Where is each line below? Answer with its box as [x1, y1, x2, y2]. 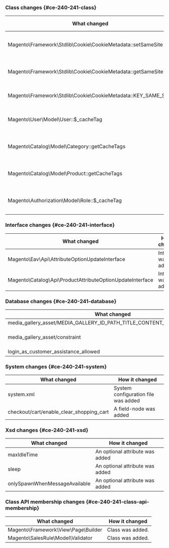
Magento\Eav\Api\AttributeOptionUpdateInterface [8, 255, 126, 262]
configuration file [114, 391, 154, 398]
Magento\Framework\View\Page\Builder [8, 526, 103, 533]
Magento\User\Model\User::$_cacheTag [8, 116, 103, 123]
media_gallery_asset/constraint [8, 333, 81, 340]
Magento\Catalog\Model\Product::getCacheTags [8, 170, 122, 177]
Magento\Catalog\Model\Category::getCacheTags [8, 143, 126, 150]
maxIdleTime [8, 451, 38, 459]
